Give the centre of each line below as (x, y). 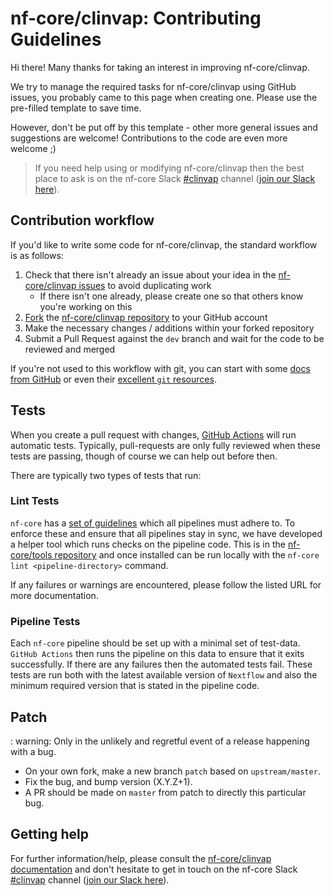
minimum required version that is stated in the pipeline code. (135, 686)
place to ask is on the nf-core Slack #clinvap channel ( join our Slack (175, 178)
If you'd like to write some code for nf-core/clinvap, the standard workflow (164, 244)
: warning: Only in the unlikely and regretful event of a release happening (160, 741)
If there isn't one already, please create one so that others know (171, 296)
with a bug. (33, 751)
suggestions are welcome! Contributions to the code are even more (149, 138)
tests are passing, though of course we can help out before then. (144, 456)
